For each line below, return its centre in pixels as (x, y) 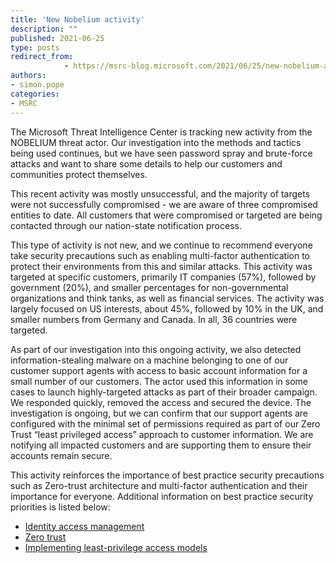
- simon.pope (37, 85)
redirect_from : (42, 57)
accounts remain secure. (61, 455)
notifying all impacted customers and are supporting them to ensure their (161, 445)
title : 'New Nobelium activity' (77, 19)
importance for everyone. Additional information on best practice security (162, 496)
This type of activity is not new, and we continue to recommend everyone (161, 245)
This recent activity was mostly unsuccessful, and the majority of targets (160, 193)
